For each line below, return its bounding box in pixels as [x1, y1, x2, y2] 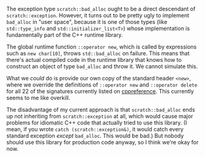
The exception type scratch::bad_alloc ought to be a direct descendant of [6, 6, 196, 12]
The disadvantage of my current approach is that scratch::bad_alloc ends [6, 106, 195, 113]
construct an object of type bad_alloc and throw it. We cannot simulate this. [6, 63, 198, 70]
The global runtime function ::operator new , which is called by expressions [6, 43, 197, 50]
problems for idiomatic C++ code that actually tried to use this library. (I [6, 119, 187, 126]
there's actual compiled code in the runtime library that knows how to [6, 56, 182, 63]
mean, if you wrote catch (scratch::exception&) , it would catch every [6, 126, 184, 132]
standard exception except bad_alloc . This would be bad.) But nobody [6, 132, 184, 139]
